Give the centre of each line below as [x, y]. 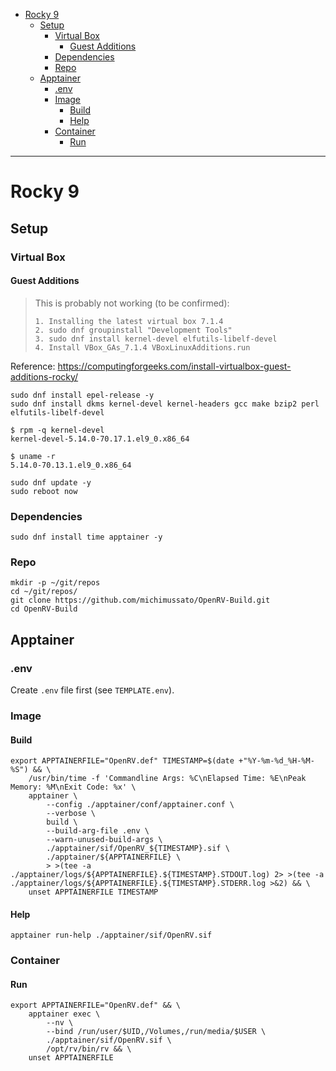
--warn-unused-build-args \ [104, 840]
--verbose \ [71, 814]
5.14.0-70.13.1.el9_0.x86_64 [71, 465]
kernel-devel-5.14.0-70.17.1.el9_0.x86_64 [100, 439]
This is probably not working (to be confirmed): [132, 303]
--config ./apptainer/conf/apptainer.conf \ [140, 805]
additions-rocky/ [44, 376]
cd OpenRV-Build [44, 609]
